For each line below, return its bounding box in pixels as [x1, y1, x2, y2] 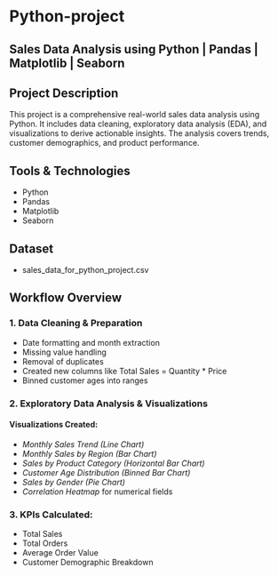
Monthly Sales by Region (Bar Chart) [21, 448, 157, 459]
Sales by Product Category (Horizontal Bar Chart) [21, 458, 206, 468]
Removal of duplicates [21, 356, 104, 366]
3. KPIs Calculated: [9, 508, 93, 521]
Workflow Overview [9, 291, 123, 306]
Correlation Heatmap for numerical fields [21, 486, 173, 497]
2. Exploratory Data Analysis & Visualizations [9, 397, 209, 410]
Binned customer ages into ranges [21, 375, 148, 386]
